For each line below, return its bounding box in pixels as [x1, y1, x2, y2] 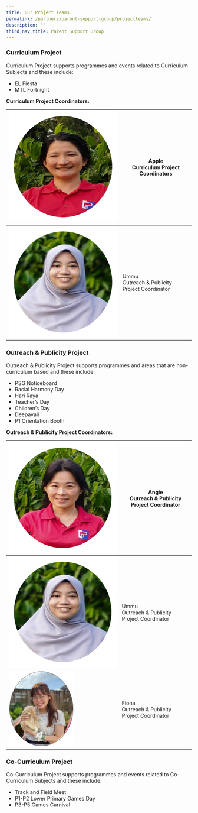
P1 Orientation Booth [14, 417, 65, 425]
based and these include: [33, 368, 95, 375]
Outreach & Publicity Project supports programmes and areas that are [6, 362, 176, 369]
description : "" [6, 22, 46, 28]
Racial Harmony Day [14, 386, 65, 393]
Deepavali [14, 411, 39, 418]
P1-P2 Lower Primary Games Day [14, 795, 95, 802]
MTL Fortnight [14, 86, 49, 93]
